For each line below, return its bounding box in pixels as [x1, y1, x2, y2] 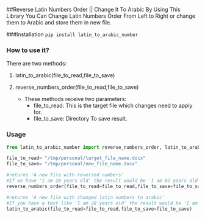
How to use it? [6, 46, 50, 55]
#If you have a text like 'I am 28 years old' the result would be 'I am [6, 200, 198, 206]
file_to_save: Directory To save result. [33, 115, 128, 122]
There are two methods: [6, 60, 67, 67]
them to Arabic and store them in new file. [6, 19, 112, 26]
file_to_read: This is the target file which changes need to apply [33, 102, 193, 110]
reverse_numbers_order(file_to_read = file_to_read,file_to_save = [6, 183, 173, 189]
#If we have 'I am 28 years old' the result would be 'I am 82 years [6, 178, 187, 184]
